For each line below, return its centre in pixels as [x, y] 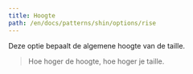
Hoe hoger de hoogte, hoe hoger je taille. [96, 61]
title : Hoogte [32, 16]
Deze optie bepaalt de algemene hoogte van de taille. [97, 45]
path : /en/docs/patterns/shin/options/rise [82, 23]
